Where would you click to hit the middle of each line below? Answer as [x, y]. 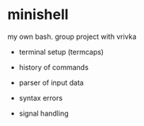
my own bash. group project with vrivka [72, 36]
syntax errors [41, 97]
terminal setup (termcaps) [61, 52]
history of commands [53, 67]
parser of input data [51, 82]
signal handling [44, 113]
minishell [38, 15]
